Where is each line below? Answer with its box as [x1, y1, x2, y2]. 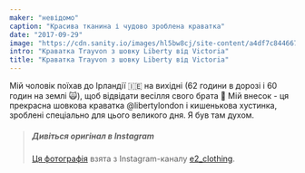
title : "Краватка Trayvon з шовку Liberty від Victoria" [9, 55, 230, 64]
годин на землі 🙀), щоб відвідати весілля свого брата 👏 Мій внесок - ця [9, 91, 290, 101]
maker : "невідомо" [9, 13, 79, 23]
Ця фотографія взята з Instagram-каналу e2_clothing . [31, 153, 236, 164]
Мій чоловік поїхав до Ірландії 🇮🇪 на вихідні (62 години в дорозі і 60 [9, 81, 278, 91]
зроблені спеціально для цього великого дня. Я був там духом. [9, 110, 255, 120]
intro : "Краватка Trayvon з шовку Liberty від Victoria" [9, 47, 230, 56]
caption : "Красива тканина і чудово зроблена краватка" [9, 22, 225, 31]
